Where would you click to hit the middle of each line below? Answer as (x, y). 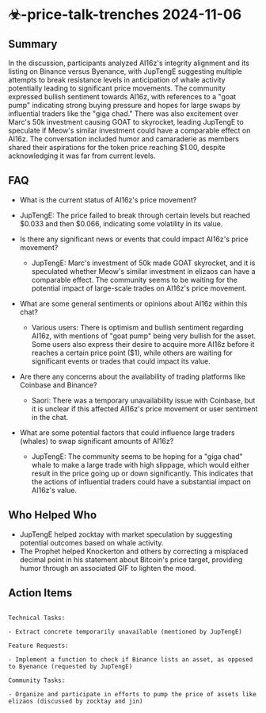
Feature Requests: (38, 646)
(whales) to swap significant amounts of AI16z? (97, 441)
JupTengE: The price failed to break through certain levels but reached (135, 215)
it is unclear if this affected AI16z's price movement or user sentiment (144, 409)
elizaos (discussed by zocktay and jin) (76, 701)
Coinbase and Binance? (58, 385)
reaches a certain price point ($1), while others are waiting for (132, 353)
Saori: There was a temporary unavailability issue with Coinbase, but (143, 400)
